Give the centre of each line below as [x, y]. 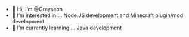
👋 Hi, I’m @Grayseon [37, 9]
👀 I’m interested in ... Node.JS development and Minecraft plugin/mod [97, 15]
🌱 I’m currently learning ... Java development [67, 28]
